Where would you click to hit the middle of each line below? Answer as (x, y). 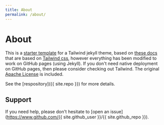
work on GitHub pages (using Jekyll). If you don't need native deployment (81, 63)
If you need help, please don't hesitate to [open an (57, 112)
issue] (117, 112)
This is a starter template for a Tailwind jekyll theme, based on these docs (81, 53)
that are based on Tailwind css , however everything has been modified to (81, 58)
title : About (19, 10)
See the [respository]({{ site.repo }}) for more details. (60, 84)
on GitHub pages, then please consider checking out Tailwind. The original (82, 69)
